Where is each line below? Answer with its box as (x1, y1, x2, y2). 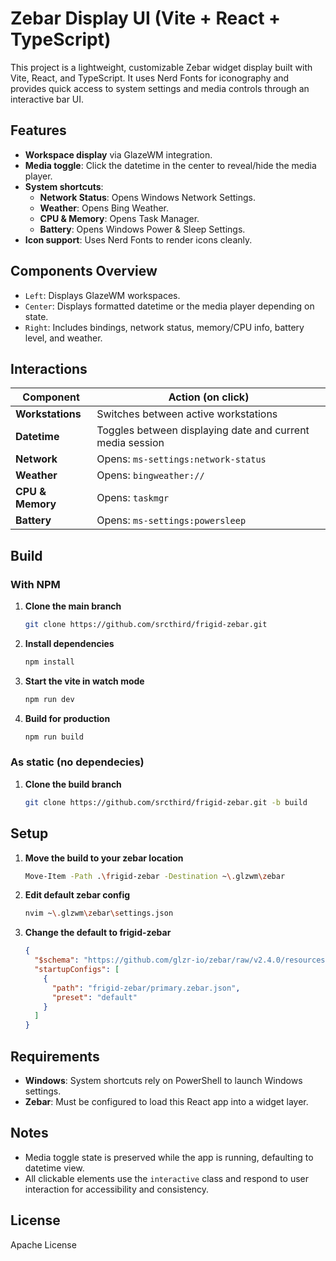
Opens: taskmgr (96, 491, 170, 505)
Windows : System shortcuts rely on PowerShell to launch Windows (24, 1074, 303, 1086)
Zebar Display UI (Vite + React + (10, 7, 282, 30)
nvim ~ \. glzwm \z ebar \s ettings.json (24, 908, 174, 919)
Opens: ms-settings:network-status (96, 452, 267, 466)
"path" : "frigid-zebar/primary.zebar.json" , (51, 983, 241, 993)
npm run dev (24, 694, 75, 704)
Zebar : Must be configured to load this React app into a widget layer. (24, 1095, 309, 1107)
